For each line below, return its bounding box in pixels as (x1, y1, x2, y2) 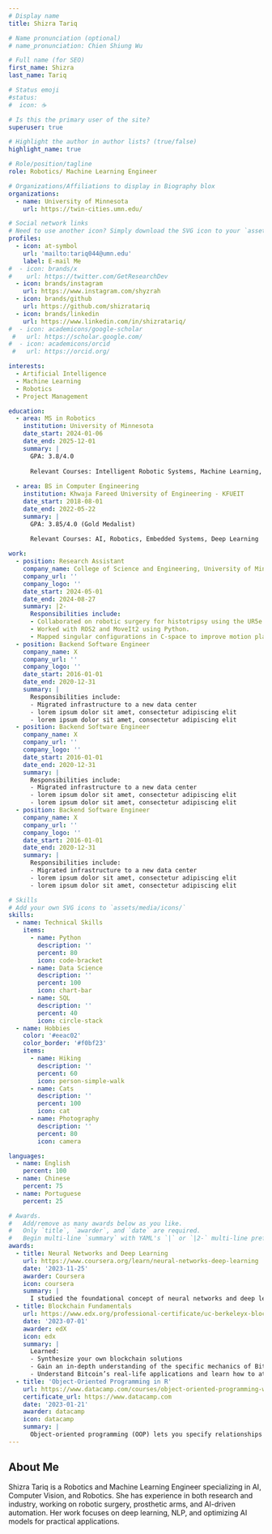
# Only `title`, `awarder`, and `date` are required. (8, 1227, 201, 1235)
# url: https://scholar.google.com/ (11, 332, 143, 341)
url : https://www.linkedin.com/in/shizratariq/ (23, 317, 186, 325)
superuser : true (8, 123, 63, 131)
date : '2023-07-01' (23, 1317, 89, 1326)
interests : (8, 362, 45, 371)
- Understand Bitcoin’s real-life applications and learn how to (29, 1370, 255, 1378)
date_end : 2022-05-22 (23, 504, 96, 513)
